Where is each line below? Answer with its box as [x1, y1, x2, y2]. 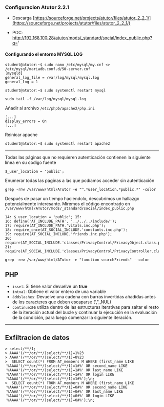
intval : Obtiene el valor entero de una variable [12, 289, 106, 294]
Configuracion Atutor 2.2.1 [5, 4, 69, 11]
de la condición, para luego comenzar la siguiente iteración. [12, 315, 133, 320]
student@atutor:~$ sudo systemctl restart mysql [5, 88, 106, 93]
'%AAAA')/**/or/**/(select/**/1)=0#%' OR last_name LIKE [5, 389, 123, 394]
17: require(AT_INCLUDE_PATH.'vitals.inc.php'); [5, 223, 106, 228]
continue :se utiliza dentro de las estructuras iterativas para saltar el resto [12, 304, 159, 310]
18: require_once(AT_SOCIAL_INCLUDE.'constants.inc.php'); [5, 227, 128, 232]
